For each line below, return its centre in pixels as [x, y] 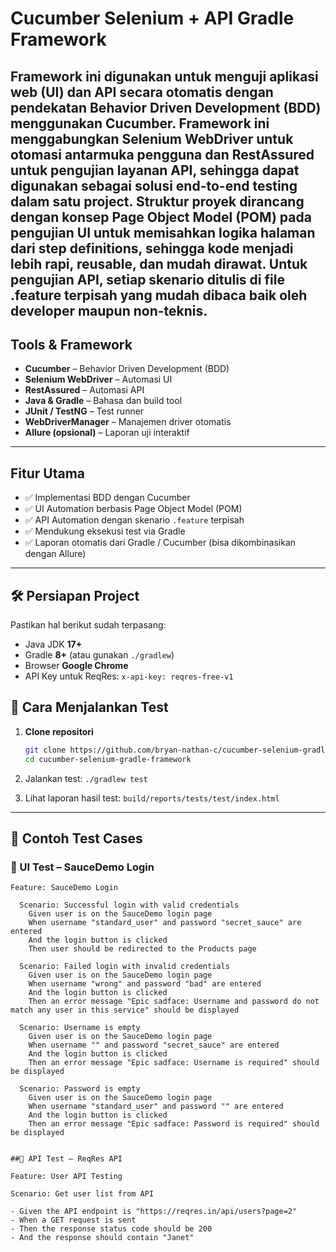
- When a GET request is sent [73, 1220]
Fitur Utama [48, 473]
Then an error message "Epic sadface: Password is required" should [174, 1124]
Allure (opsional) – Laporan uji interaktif [107, 433]
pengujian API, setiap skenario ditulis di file [147, 279]
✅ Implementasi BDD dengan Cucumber [107, 498]
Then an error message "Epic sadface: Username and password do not [174, 1002]
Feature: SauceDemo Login [64, 888]
